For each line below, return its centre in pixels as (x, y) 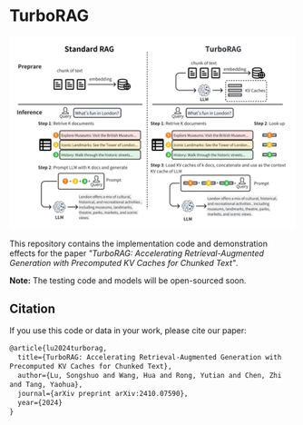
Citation (33, 308)
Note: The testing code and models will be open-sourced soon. (128, 280)
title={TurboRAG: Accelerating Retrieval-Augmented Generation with (150, 358)
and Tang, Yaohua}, (46, 385)
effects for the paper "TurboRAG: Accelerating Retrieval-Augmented (137, 253)
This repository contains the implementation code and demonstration (138, 243)
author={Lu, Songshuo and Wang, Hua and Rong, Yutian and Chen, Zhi (150, 376)
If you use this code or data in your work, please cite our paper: (128, 331)
